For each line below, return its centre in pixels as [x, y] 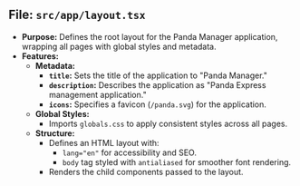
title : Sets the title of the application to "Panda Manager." [158, 75]
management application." [97, 94]
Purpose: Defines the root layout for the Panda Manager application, [150, 36]
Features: [40, 56]
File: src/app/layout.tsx [77, 15]
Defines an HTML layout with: [104, 142]
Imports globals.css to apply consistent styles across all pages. [168, 123]
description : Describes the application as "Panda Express [157, 84]
